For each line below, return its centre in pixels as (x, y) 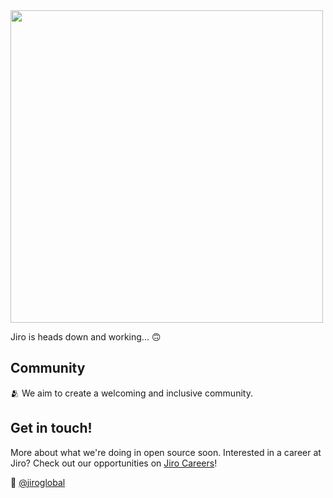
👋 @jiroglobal (38, 482)
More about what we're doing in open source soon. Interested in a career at (166, 452)
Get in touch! (51, 428)
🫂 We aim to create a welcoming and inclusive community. (131, 393)
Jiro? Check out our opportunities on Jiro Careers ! (114, 463)
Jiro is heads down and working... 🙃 (86, 337)
